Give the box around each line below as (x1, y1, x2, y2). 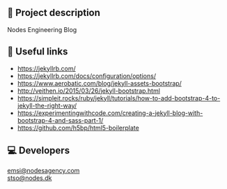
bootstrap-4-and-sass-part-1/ (17, 116, 104, 124)
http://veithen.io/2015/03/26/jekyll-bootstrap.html (17, 86, 160, 95)
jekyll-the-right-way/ (17, 101, 77, 109)
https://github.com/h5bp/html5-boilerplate (17, 123, 139, 132)
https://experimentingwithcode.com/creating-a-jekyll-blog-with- (17, 109, 203, 117)
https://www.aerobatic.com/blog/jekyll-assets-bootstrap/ (17, 79, 182, 87)
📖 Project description (7, 7, 101, 19)
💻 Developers (7, 144, 70, 157)
